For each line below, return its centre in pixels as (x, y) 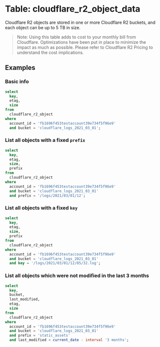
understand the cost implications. (50, 52)
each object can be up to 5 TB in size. (43, 27)
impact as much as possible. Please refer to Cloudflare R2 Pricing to (85, 47)
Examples (20, 68)
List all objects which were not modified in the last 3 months (77, 276)
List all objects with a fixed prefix (45, 140)
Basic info (17, 82)
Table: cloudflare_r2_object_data (73, 9)
